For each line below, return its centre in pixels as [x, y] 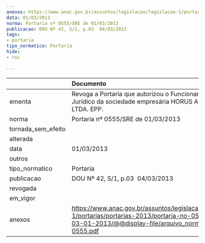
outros [19, 158]
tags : [13, 35]
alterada [21, 139]
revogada [23, 188]
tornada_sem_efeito [38, 129]
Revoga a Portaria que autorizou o [120, 94]
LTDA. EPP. [88, 109]
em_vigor [22, 198]
